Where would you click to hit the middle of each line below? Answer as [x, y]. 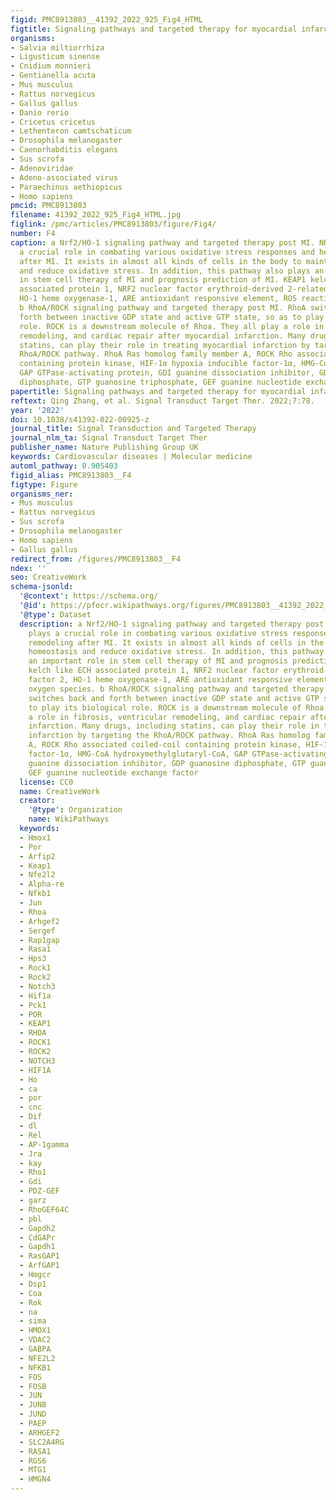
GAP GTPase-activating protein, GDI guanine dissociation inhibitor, [167, 373]
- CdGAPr [37, 1237]
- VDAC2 [35, 1340]
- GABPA [35, 1349]
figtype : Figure [44, 484]
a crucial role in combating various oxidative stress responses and [167, 252]
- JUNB [33, 1405]
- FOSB [33, 1386]
